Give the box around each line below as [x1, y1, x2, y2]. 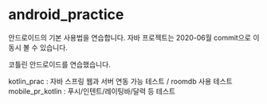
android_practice [8, 6, 124, 24]
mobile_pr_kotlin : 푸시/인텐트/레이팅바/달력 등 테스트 [8, 86, 176, 96]
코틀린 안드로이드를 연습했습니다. [8, 60, 112, 69]
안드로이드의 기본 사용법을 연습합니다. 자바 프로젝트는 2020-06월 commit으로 [8, 33, 251, 42]
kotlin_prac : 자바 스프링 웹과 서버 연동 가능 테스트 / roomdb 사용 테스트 [8, 76, 233, 86]
